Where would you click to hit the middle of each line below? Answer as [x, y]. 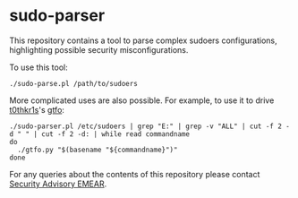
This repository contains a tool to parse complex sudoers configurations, [143, 40]
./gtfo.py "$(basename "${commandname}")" [98, 150]
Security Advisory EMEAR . [58, 184]
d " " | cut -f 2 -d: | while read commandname [100, 134]
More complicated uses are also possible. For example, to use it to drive [142, 100]
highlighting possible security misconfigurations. [99, 49]
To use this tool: [39, 67]
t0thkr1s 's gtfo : [37, 109]
